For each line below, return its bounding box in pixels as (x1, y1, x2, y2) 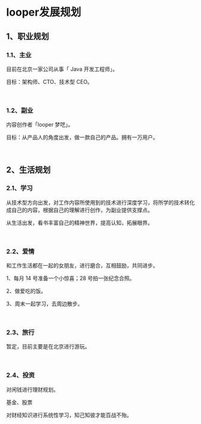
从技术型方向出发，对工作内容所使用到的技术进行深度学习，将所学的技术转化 (6, 199, 195, 206)
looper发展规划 (6, 5, 81, 19)
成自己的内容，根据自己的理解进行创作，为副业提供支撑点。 (6, 206, 153, 213)
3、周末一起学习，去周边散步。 (6, 300, 83, 308)
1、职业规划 (6, 31, 50, 41)
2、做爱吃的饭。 (6, 287, 47, 294)
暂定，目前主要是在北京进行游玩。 (6, 343, 90, 350)
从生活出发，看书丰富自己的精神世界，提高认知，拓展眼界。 (6, 219, 153, 226)
